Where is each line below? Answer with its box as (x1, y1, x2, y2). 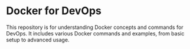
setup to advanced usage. (6, 36, 70, 43)
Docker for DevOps (6, 4, 102, 18)
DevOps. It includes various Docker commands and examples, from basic (6, 30, 185, 37)
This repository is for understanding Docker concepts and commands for (6, 24, 184, 31)
